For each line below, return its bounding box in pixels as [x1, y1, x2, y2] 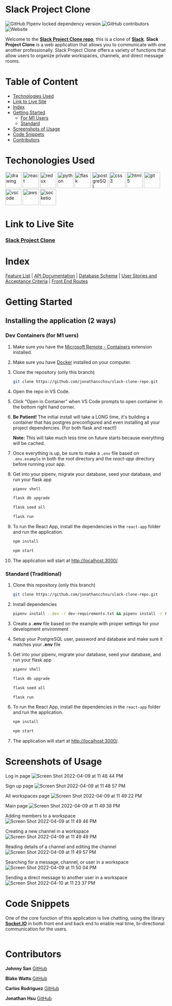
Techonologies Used [5, 155, 95, 167]
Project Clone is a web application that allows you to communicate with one [5, 41, 166, 47]
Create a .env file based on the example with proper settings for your [12, 620, 160, 626]
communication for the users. [5, 926, 68, 932]
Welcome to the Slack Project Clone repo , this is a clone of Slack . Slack [5, 36, 159, 42]
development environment [12, 626, 69, 632]
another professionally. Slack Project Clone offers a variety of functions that [5, 47, 166, 53]
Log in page [5, 773, 31, 779]
